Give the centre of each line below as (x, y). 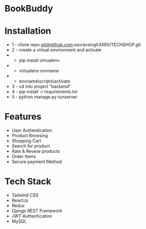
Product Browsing (30, 136)
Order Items (24, 157)
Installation (28, 31)
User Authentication (32, 130)
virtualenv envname (39, 71)
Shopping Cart (26, 141)
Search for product (31, 146)
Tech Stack (28, 182)
